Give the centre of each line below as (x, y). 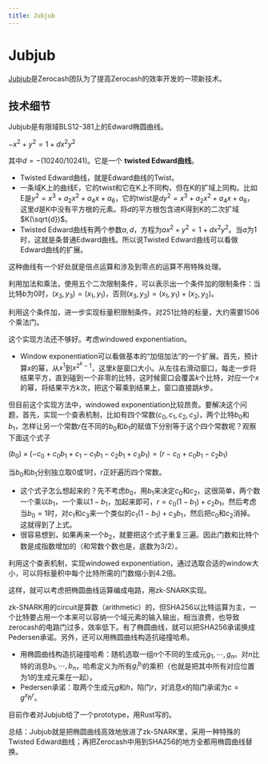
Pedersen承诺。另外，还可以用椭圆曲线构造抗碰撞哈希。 (101, 637)
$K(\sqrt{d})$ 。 (46, 219)
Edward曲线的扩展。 (54, 250)
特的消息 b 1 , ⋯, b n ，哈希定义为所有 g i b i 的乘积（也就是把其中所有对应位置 (137, 666)
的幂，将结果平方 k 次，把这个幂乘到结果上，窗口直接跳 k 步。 (118, 388)
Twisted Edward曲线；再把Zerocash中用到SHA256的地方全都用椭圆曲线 (127, 742)
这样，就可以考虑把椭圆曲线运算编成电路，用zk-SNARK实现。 (110, 590)
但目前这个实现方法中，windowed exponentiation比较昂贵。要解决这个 (124, 405)
